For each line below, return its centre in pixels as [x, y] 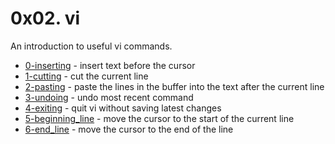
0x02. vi [45, 18]
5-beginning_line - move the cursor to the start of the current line [159, 118]
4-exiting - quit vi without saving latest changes [123, 108]
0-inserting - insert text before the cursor [110, 65]
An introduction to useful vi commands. [91, 46]
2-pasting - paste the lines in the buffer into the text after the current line [174, 86]
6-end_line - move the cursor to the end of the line [129, 129]
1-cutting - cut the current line [86, 76]
